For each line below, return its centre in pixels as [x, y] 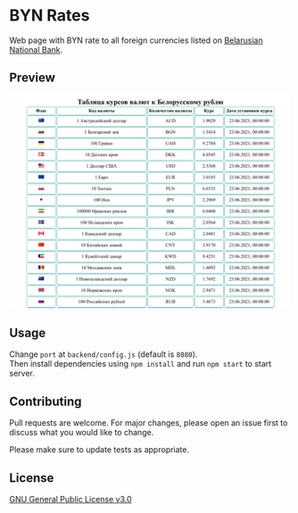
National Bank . [36, 49]
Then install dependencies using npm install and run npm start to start [141, 364]
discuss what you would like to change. [82, 433]
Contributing [46, 401]
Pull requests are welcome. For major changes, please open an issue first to [149, 423]
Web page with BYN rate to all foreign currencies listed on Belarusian [136, 40]
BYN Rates [50, 16]
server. [22, 373]
